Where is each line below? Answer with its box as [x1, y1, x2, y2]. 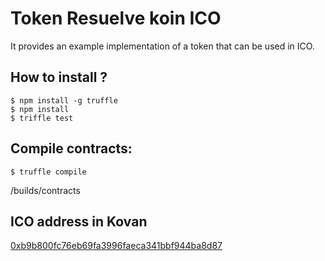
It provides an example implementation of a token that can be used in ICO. [10, 40, 315, 52]
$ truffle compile [10, 167, 87, 177]
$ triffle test [10, 113, 74, 123]
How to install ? [10, 69, 108, 86]
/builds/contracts [10, 184, 81, 196]
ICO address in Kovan [10, 213, 148, 230]
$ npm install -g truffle [10, 95, 118, 106]
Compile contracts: [10, 140, 133, 157]
